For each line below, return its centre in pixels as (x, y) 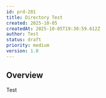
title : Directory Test (34, 17)
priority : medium (28, 46)
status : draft (24, 40)
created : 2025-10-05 (32, 23)
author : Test (22, 34)
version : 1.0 (22, 51)
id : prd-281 (21, 12)
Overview (25, 75)
